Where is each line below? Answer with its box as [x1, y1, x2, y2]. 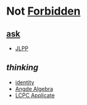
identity [15, 78, 35, 86]
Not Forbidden [6, 4, 81, 18]
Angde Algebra [15, 85, 54, 92]
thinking [6, 62, 38, 73]
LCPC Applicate [15, 92, 55, 99]
